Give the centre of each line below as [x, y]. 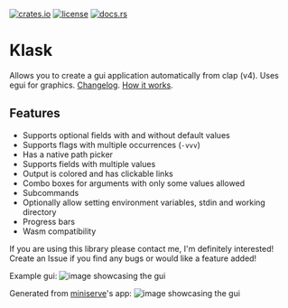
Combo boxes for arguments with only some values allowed [134, 183]
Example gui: [33, 275]
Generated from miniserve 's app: [71, 293]
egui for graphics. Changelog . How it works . [91, 85]
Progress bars [48, 221]
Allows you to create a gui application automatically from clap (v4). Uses [144, 75]
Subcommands [51, 192]
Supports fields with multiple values [89, 163]
